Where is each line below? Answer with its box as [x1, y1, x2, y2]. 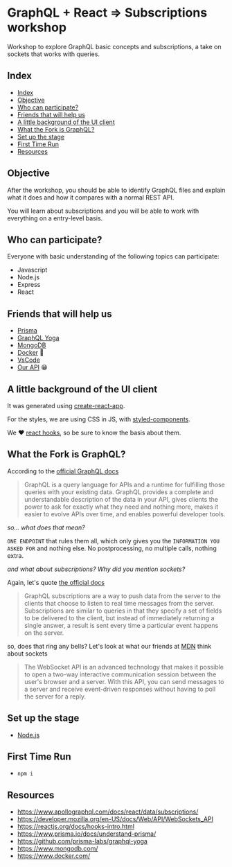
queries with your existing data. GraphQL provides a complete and [24, 487, 214, 496]
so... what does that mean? [7, 523, 85, 532]
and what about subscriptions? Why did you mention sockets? [7, 565, 186, 573]
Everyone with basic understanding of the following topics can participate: [7, 252, 220, 261]
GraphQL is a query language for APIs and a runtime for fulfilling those [24, 480, 225, 489]
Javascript [17, 265, 48, 274]
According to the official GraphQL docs [7, 466, 119, 475]
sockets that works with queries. [7, 50, 100, 58]
